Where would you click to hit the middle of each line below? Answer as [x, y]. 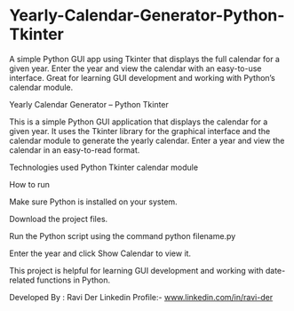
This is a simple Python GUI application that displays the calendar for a [139, 122]
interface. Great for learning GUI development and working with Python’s [142, 77]
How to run [30, 184]
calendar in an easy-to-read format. [75, 150]
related [22, 280]
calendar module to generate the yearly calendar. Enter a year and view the [147, 140]
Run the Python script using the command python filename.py [123, 235]
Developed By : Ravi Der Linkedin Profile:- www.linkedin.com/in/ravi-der [141, 297]
